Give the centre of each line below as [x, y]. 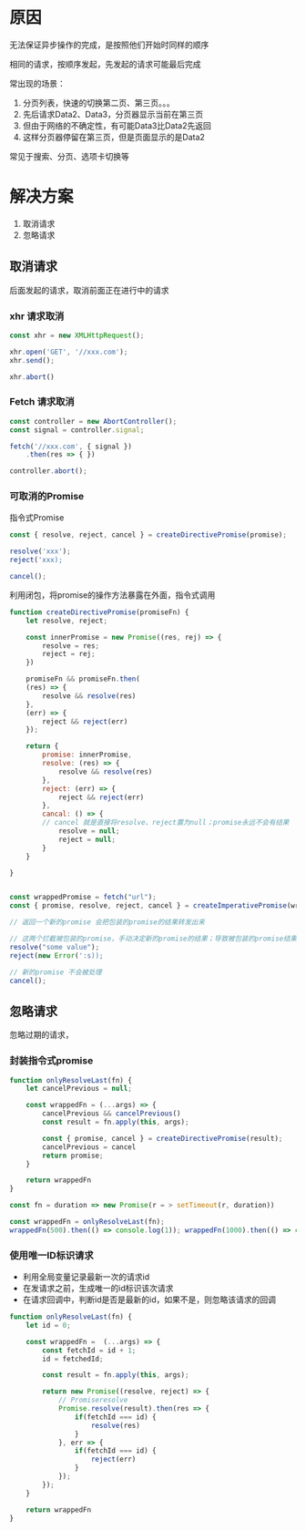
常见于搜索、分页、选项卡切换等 [69, 156]
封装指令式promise [51, 1061]
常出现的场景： [37, 83]
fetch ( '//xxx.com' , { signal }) [71, 447]
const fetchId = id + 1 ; [89, 1350]
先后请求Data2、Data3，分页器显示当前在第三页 [112, 114]
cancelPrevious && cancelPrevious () [112, 1114]
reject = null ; [87, 839]
